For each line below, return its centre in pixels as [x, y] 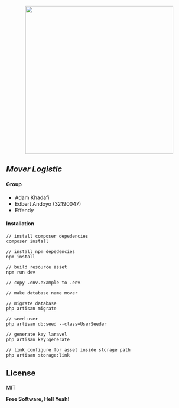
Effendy [24, 210]
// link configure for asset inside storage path [69, 350]
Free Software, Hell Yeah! [38, 399]
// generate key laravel [37, 334]
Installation [20, 224]
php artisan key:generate [38, 339]
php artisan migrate [32, 308]
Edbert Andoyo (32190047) [48, 203]
